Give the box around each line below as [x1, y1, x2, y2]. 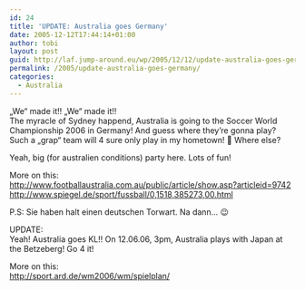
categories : [9, 72, 54, 82]
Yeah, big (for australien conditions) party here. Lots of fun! [9, 151, 231, 163]
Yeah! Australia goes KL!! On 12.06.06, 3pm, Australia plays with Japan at [9, 233, 283, 245]
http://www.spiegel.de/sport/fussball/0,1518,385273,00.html [9, 188, 233, 199]
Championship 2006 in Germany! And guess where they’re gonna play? [9, 124, 277, 136]
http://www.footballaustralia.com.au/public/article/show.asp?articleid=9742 [9, 179, 291, 190]
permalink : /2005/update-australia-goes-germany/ [9, 64, 202, 73]
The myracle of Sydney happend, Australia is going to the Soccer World [9, 115, 278, 126]
